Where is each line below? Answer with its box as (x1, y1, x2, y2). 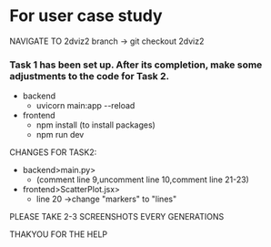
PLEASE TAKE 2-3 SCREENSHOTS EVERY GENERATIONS (9, 211, 225, 222)
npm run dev (35, 129, 85, 140)
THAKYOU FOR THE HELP (9, 229, 107, 240)
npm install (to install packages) (35, 119, 156, 130)
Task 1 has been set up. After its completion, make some (9, 58, 263, 71)
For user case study (9, 5, 163, 26)
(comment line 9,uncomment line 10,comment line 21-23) (35, 174, 250, 185)
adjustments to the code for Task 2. (9, 69, 170, 82)
